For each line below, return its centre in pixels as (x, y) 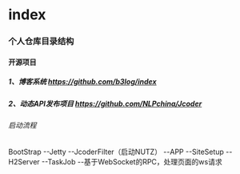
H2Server (24, 161)
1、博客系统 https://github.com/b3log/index (83, 82)
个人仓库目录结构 (41, 42)
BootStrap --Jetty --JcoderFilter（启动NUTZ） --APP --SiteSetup (116, 152)
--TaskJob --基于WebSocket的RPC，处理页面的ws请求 (132, 161)
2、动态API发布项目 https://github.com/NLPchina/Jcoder (105, 103)
